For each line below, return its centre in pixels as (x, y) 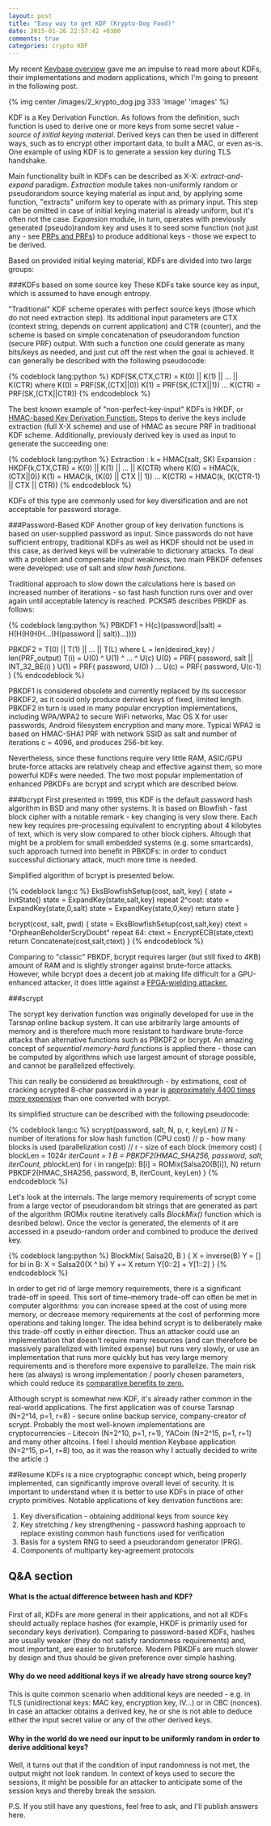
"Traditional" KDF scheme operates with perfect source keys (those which (132, 309)
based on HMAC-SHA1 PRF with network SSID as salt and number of (123, 734)
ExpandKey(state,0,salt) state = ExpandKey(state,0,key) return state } (124, 909)
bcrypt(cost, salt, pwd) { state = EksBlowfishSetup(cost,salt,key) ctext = (128, 924)
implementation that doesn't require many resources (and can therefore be (133, 1341)
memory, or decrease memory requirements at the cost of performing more (134, 1315)
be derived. (28, 245)
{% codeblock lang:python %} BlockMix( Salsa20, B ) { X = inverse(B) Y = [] (135, 1256)
